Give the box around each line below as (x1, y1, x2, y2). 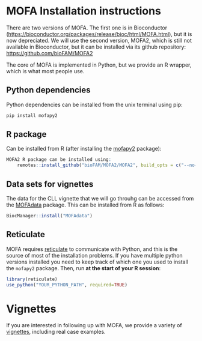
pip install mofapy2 (6, 112, 58, 118)
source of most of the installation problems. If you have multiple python (6, 252, 183, 259)
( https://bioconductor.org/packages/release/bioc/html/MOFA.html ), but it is (6, 30, 192, 37)
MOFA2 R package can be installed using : (6, 157, 112, 163)
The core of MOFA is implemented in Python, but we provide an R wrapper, (6, 61, 192, 68)
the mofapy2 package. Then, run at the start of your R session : (6, 264, 161, 271)
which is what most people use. (6, 67, 85, 74)
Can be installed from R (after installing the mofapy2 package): (6, 145, 162, 152)
